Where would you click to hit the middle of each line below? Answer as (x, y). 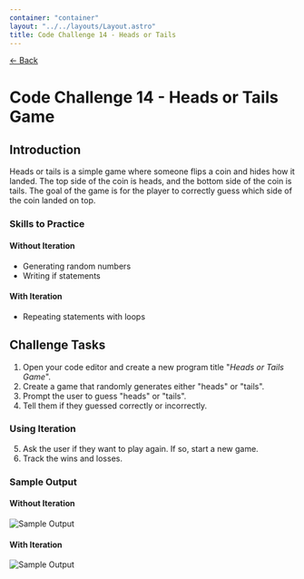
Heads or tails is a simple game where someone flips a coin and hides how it (152, 172)
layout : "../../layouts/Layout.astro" (83, 26)
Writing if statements (62, 275)
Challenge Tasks (58, 345)
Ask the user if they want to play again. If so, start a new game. (140, 448)
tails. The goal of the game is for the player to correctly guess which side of (151, 191)
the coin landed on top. (53, 201)
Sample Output (43, 482)
